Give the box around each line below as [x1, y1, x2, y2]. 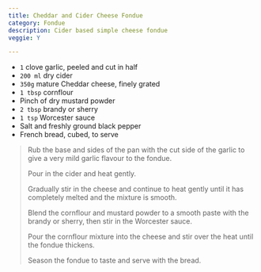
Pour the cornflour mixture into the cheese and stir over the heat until [27, 232, 254, 242]
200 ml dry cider [19, 71, 73, 80]
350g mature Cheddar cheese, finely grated [19, 79, 161, 89]
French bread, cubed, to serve [19, 130, 119, 140]
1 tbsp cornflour [19, 88, 74, 98]
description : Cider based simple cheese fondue [8, 26, 168, 34]
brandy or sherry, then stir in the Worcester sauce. [27, 216, 192, 226]
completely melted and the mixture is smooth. [27, 193, 177, 202]
